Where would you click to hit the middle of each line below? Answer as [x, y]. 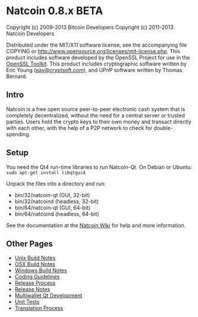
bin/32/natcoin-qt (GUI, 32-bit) [52, 195]
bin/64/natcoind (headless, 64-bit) [57, 214]
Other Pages [30, 244]
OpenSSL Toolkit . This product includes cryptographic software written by [97, 64]
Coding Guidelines [37, 277]
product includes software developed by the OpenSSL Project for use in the [98, 57]
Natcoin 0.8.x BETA [55, 11]
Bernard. [17, 76]
